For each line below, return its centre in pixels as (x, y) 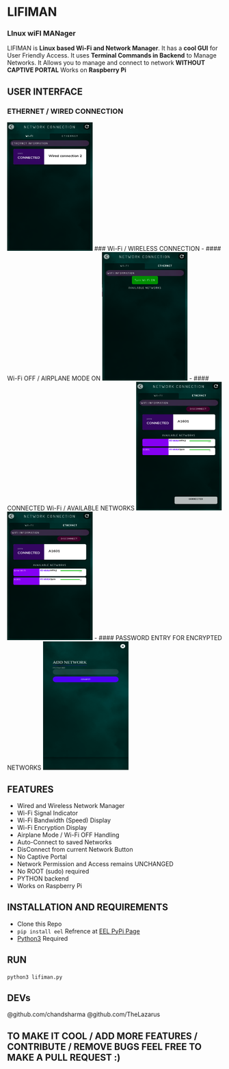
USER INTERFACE (45, 91)
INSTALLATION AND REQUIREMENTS (88, 908)
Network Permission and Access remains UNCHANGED (95, 863)
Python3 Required (42, 938)
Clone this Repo (39, 924)
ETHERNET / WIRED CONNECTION (65, 111)
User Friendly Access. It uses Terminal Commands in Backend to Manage (112, 56)
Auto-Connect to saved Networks (64, 842)
